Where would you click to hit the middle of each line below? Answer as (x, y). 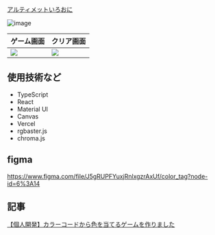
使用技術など (34, 78)
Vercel (26, 123)
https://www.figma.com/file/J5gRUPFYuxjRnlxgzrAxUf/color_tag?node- (107, 176)
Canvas (28, 116)
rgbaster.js (32, 131)
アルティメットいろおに (40, 9)
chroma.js (31, 138)
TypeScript (33, 95)
